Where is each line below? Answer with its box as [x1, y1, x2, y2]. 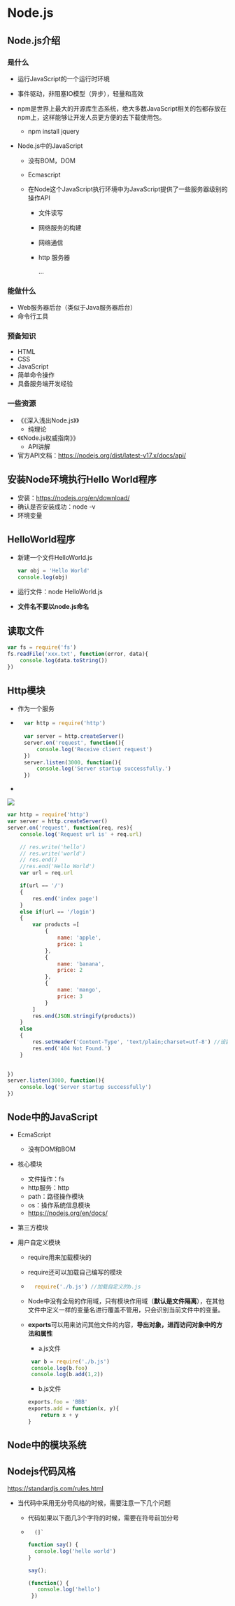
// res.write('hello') [20, 843, 86, 851]
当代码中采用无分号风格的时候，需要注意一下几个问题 [17, 1499, 171, 1507]
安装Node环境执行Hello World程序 [7, 474, 157, 486]
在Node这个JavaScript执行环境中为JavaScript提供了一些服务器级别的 [27, 184, 228, 193]
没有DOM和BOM [27, 1144, 76, 1153]
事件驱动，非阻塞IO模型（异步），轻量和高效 [17, 89, 144, 97]
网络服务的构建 [38, 223, 82, 232]
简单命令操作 [17, 371, 55, 379]
